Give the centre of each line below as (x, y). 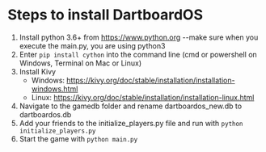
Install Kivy (38, 71)
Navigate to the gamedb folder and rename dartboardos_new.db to (131, 106)
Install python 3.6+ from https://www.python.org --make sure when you (139, 37)
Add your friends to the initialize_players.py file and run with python (131, 123)
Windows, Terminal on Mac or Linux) (80, 63)
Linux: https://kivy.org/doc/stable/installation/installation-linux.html (143, 97)
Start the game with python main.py (78, 138)
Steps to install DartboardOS (106, 15)
